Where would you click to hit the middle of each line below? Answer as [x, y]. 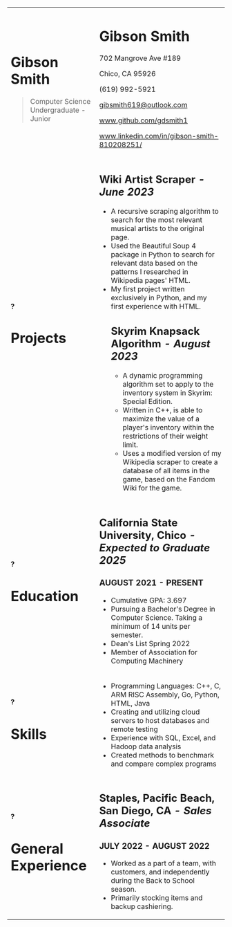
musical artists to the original [158, 228]
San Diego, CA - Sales [155, 811]
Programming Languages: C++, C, [166, 686]
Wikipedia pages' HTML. [151, 280]
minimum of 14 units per [151, 626]
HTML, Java [130, 703]
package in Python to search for [163, 254]
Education [45, 596]
